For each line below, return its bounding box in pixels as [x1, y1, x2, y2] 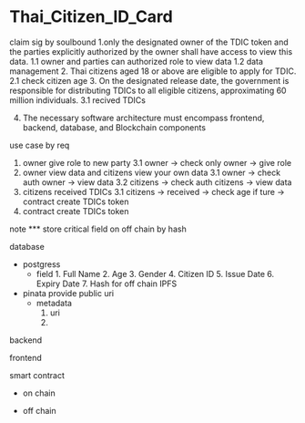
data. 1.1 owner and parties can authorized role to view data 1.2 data [9, 56, 264, 67]
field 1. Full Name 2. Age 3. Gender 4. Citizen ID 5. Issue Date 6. [36, 268, 275, 279]
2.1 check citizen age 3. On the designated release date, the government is [9, 75, 290, 86]
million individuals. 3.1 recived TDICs [9, 94, 146, 106]
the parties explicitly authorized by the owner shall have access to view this [9, 46, 293, 57]
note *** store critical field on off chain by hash [9, 223, 187, 234]
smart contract [9, 369, 66, 380]
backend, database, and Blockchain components [22, 121, 207, 133]
